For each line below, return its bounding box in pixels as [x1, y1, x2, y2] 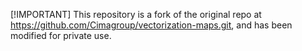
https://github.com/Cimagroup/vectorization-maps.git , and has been [10, 19, 293, 31]
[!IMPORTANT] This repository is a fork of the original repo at [10, 9, 262, 20]
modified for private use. [10, 30, 112, 41]
